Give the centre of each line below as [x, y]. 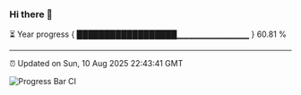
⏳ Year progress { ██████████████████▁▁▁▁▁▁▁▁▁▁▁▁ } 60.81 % [148, 34]
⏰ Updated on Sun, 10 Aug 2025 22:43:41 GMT [96, 64]
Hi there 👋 [31, 14]
